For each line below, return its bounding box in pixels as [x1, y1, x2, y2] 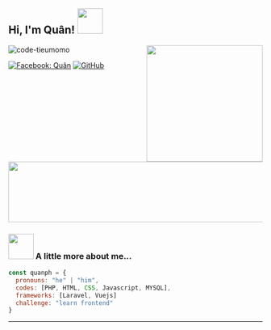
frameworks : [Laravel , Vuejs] [15, 291, 117, 299]
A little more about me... [35, 250, 132, 261]
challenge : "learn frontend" [15, 298, 114, 307]
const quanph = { [8, 269, 67, 277]
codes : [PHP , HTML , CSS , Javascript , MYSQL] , [15, 284, 172, 292]
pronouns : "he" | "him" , [15, 276, 99, 284]
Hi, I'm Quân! [8, 23, 75, 37]
